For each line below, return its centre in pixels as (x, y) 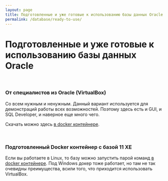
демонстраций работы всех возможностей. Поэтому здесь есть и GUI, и (83, 109)
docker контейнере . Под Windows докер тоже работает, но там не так (80, 163)
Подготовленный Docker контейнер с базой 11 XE (69, 147)
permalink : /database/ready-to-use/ (44, 19)
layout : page (19, 10)
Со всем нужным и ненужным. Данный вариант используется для (77, 103)
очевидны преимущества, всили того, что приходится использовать (79, 168)
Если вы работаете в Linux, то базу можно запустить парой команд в (80, 158)
